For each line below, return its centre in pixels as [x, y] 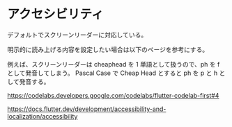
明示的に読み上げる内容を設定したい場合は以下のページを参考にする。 [108, 49]
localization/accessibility [42, 116]
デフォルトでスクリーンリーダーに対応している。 [77, 35]
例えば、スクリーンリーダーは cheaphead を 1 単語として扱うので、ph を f [114, 64]
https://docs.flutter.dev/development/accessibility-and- [87, 109]
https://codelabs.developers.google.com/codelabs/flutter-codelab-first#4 [113, 95]
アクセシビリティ [55, 14]
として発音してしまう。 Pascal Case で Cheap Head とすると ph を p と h [113, 73]
